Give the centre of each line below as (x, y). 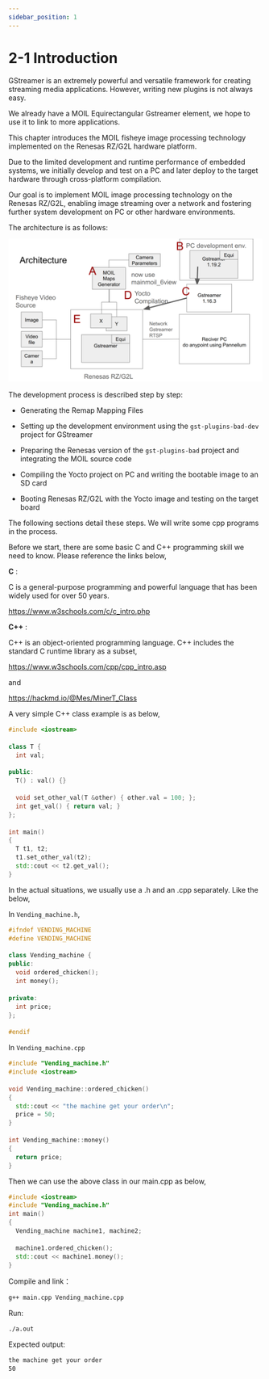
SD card (33, 483)
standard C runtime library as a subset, (73, 651)
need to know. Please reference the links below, (87, 556)
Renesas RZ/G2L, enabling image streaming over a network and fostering (130, 203)
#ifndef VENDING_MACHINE (50, 930)
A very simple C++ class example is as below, (84, 714)
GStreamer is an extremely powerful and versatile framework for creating (130, 80)
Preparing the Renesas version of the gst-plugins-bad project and (130, 450)
